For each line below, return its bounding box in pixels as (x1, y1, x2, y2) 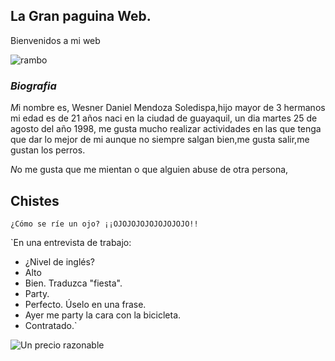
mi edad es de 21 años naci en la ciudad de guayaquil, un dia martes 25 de (10, 112, 318, 124)
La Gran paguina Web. (10, 8, 152, 25)
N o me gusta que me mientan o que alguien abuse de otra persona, (10, 164, 289, 176)
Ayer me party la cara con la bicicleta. (24, 309, 182, 321)
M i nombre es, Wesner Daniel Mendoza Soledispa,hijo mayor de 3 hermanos (10, 102, 326, 114)
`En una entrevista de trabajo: (10, 236, 132, 248)
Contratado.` (24, 319, 78, 331)
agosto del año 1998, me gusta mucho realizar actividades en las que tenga (10, 123, 322, 135)
